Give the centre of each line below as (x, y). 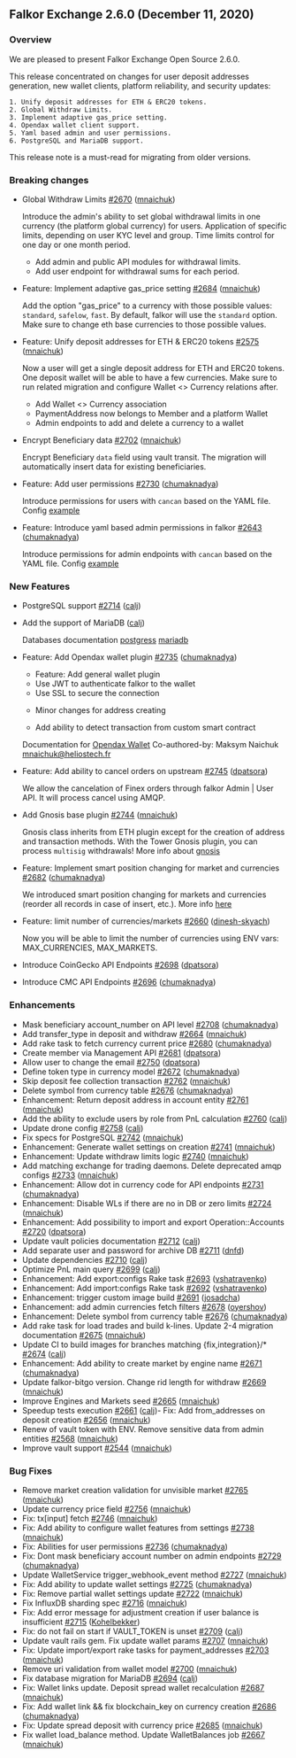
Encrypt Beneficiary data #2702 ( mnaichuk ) (102, 440)
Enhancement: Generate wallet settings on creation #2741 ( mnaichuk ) (148, 1147)
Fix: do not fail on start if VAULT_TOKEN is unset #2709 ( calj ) (133, 1631)
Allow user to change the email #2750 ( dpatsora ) (111, 1062)
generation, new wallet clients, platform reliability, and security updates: (140, 85)
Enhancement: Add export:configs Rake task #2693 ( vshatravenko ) (144, 1278)
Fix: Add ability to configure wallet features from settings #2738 (138, 1528)
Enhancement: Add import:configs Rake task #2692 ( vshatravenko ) (144, 1288)
